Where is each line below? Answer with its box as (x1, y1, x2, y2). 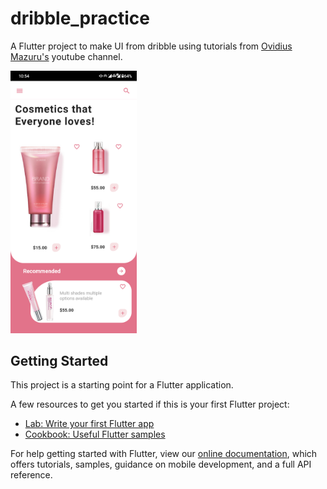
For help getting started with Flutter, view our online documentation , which (10, 448, 318, 460)
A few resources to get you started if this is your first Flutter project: (10, 398, 290, 411)
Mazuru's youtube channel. (10, 50, 123, 62)
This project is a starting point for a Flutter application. (10, 379, 234, 391)
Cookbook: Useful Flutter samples (24, 428, 166, 441)
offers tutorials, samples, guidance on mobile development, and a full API (10, 458, 312, 471)
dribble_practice (10, 7, 151, 30)
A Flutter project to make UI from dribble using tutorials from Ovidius (10, 40, 293, 52)
